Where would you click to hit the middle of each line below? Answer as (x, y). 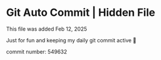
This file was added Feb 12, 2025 (47, 29)
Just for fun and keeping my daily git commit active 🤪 (71, 40)
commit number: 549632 (37, 51)
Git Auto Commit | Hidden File (81, 13)
